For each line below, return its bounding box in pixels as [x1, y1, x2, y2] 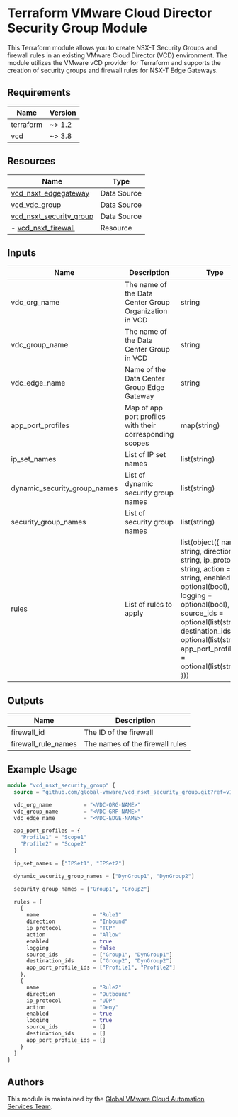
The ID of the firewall [84, 728, 154, 738]
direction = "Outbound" [25, 990, 132, 997]
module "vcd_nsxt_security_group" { [7, 782, 115, 789]
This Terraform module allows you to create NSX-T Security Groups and [7, 43, 217, 52]
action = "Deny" [25, 1004, 119, 1011]
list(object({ [180, 537, 220, 547]
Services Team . [7, 1102, 53, 1111]
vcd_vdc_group [11, 200, 62, 210]
